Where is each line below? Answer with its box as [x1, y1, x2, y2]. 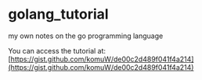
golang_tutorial [8, 5, 109, 23]
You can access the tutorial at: [8, 46, 106, 55]
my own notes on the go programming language [8, 31, 164, 40]
